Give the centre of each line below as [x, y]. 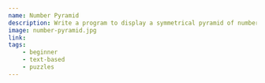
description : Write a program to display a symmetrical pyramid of [121, 23]
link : [17, 38]
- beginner [40, 52]
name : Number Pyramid [44, 15]
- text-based [44, 60]
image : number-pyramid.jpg [52, 30]
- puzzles [39, 67]
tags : [17, 45]
